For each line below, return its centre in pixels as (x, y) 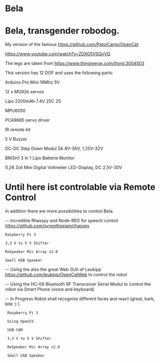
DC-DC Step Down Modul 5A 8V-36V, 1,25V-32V (54, 149)
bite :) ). (13, 304)
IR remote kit (18, 129)
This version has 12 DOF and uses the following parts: (59, 73)
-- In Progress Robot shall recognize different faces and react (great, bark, (80, 299)
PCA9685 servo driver (28, 120)
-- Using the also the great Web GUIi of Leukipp (53, 270)
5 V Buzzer (16, 139)
